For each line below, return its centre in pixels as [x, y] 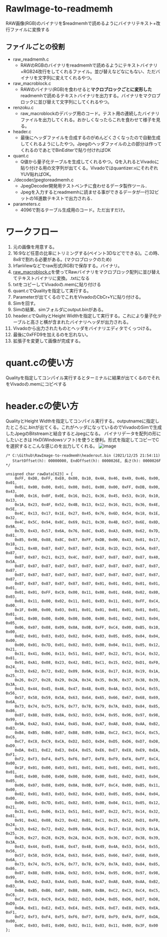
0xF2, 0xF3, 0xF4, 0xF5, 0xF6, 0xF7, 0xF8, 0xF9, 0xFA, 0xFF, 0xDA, [87, 917]
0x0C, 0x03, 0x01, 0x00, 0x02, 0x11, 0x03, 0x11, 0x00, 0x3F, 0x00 [86, 925]
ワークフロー [32, 232]
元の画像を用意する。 [35, 247]
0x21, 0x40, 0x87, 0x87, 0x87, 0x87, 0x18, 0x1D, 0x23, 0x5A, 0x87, [87, 548]
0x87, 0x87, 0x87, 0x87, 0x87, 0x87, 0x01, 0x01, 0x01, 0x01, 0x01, [87, 583]
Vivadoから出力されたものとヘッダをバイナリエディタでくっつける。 [83, 328]
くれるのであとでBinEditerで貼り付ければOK [66, 150]
